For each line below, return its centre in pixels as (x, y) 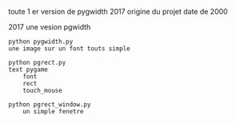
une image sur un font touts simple (69, 49)
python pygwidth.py (41, 42)
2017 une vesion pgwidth (50, 27)
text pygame (28, 69)
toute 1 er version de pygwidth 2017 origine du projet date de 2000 (118, 12)
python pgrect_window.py (50, 105)
